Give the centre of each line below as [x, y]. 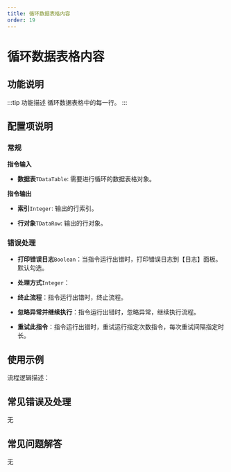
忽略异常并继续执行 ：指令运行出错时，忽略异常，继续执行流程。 [108, 312]
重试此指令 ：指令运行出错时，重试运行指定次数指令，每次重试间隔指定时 [120, 327]
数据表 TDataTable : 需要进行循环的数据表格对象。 [86, 179]
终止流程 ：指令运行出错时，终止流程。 [72, 297]
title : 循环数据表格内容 [39, 14]
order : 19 [22, 20]
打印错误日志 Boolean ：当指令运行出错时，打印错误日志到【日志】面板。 [119, 259]
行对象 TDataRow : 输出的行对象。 [62, 224]
